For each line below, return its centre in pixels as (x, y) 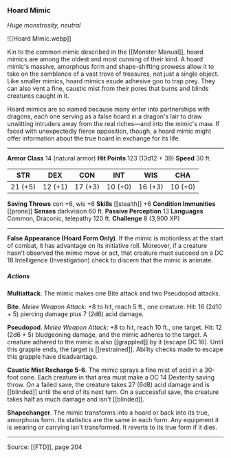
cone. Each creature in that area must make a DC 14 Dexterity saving (118, 377)
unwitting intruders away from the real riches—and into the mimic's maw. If (113, 124)
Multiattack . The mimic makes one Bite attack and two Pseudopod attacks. (114, 293)
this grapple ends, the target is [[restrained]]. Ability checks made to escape (115, 349)
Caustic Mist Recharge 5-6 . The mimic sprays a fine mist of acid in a (105, 370)
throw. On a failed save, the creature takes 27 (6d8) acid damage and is (108, 385)
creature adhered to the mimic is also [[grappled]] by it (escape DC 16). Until (115, 342)
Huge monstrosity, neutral (44, 25)
